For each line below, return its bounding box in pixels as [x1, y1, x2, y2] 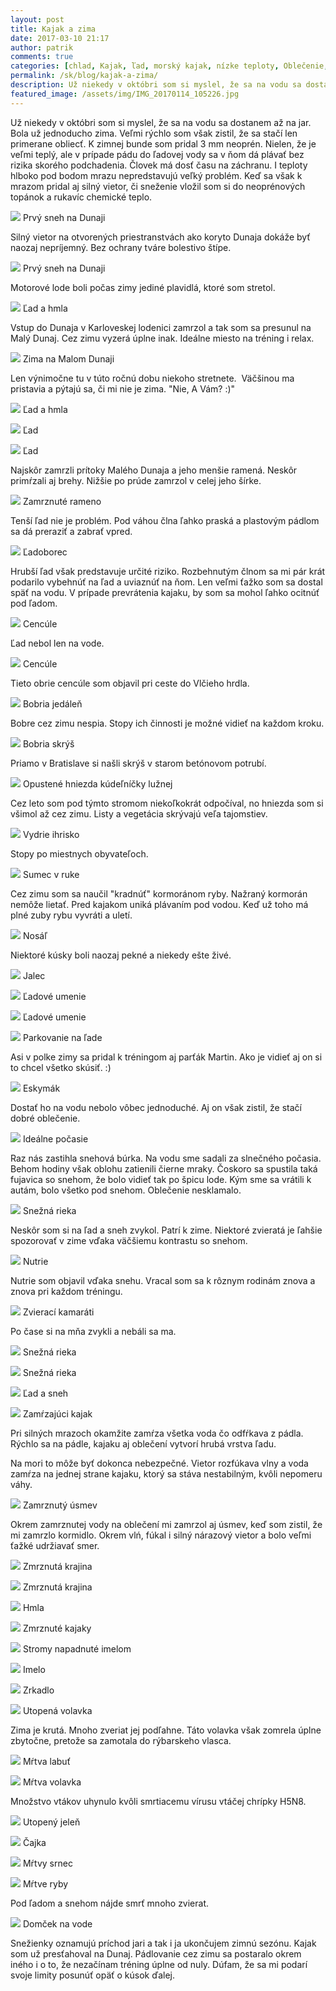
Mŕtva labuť [22, 1755, 71, 1767]
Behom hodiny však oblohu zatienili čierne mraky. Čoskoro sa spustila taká [10, 1162, 318, 1175]
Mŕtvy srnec [22, 1857, 73, 1869]
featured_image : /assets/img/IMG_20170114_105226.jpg [10, 89, 240, 99]
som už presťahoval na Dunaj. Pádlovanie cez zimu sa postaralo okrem [10, 1947, 302, 1960]
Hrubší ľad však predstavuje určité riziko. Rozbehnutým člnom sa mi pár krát [10, 565, 326, 577]
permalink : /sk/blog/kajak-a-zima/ [10, 71, 159, 81]
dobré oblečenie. [10, 1112, 81, 1124]
